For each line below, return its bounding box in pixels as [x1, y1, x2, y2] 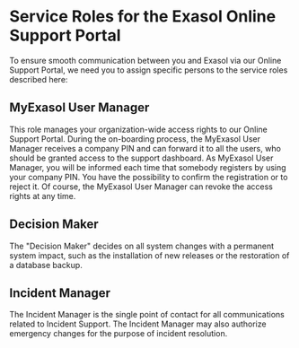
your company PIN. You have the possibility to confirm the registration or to [9, 171, 288, 182]
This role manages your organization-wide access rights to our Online [9, 124, 268, 135]
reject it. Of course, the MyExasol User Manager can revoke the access [9, 181, 274, 192]
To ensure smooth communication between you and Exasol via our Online [9, 55, 282, 65]
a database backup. [9, 259, 83, 270]
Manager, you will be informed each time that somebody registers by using [9, 161, 286, 172]
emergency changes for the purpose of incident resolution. [9, 328, 228, 339]
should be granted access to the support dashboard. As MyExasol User [9, 152, 274, 163]
